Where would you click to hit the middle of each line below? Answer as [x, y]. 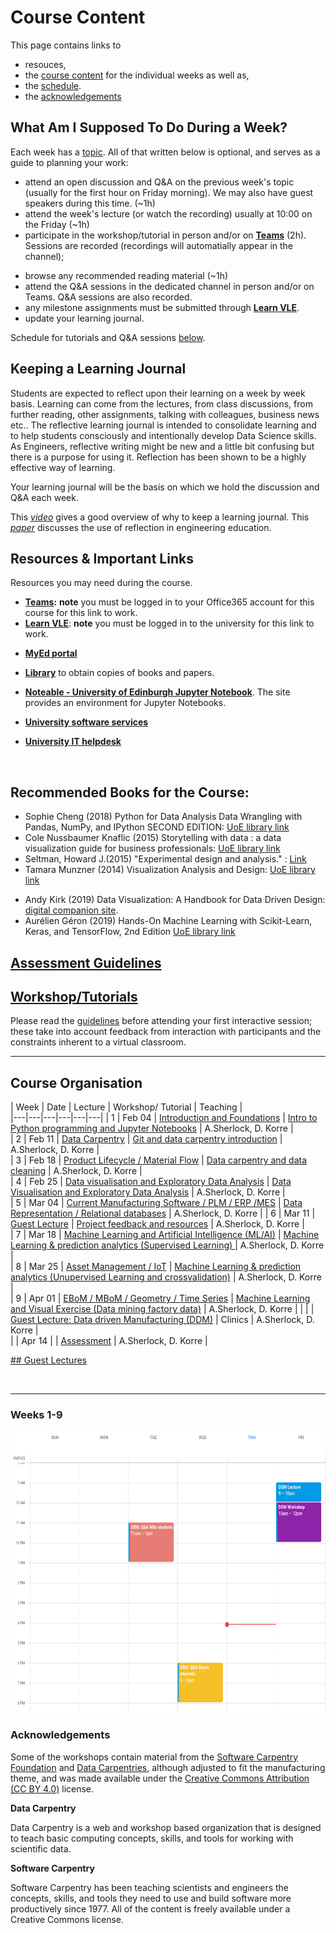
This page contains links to [66, 45]
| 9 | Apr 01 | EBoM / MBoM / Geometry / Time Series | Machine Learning [160, 1298]
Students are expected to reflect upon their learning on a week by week [158, 393]
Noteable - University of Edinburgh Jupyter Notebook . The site [157, 692]
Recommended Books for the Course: [130, 792]
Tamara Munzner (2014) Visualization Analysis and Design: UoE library [170, 870]
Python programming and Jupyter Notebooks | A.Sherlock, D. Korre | [152, 1128]
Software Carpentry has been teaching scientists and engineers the [150, 1887]
